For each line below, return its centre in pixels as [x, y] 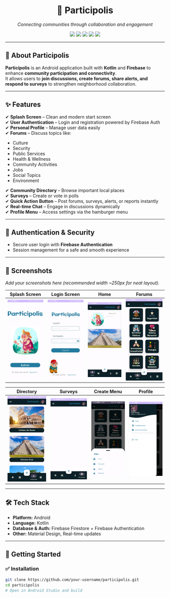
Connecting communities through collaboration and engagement [85, 24]
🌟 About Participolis [37, 55]
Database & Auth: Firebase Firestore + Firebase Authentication [78, 528]
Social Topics [27, 175]
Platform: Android [31, 517]
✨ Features [23, 105]
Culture [20, 143]
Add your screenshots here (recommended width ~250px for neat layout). [82, 283]
